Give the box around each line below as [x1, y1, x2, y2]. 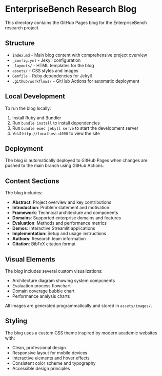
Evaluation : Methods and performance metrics [12, 220, 107, 226]
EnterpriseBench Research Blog [5, 3, 137, 15]
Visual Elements [5, 255, 56, 263]
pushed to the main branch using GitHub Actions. [5, 163, 104, 168]
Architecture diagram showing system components [12, 278, 115, 283]
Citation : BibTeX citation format [12, 241, 76, 247]
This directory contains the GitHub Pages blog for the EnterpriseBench [5, 20, 147, 25]
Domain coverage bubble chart [12, 288, 75, 294]
